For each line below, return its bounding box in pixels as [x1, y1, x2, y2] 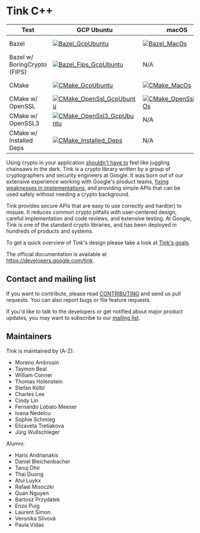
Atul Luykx [14, 476, 41, 484]
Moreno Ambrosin [14, 359, 60, 366]
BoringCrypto [9, 60, 47, 68]
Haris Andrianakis [14, 451, 58, 459]
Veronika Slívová [14, 515, 56, 522]
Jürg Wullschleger [14, 428, 60, 435]
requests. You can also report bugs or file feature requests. [6, 296, 151, 303]
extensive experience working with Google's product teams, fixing [6, 177, 169, 185]
